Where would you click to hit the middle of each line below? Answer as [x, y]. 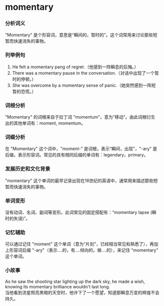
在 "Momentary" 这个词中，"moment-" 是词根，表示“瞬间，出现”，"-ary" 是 [81, 149]
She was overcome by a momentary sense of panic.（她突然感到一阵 [82, 85]
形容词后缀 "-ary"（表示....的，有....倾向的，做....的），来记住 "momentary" [84, 250]
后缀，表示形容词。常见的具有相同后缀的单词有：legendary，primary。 [77, 155]
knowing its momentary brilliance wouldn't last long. [58, 286]
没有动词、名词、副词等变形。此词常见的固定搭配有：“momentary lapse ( [79, 212]
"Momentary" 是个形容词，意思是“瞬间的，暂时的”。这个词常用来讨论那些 [79, 35]
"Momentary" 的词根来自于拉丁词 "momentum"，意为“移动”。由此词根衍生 [80, 117]
